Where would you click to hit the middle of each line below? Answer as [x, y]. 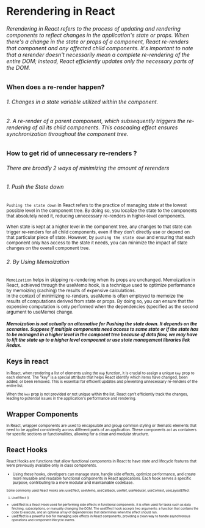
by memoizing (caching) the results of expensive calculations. [71, 291]
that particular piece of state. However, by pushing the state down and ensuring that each [101, 238]
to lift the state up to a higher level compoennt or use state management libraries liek [98, 340]
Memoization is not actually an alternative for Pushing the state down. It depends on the [102, 324]
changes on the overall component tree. [48, 248]
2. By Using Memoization [38, 262]
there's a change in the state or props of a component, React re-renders [98, 42]
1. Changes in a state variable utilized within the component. [82, 102]
